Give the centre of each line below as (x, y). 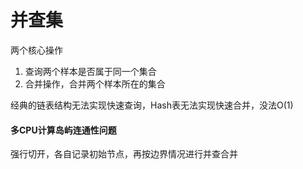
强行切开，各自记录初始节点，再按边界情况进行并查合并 (124, 154)
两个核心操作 (36, 50)
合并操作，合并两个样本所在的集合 (95, 83)
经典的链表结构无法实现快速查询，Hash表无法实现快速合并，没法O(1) (152, 105)
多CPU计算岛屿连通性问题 (63, 130)
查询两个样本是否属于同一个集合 (90, 71)
